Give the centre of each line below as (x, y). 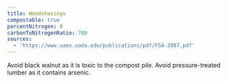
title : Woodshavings (37, 13)
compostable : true (33, 20)
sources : (20, 39)
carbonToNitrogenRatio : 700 (47, 33)
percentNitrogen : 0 (35, 26)
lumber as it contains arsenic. (49, 72)
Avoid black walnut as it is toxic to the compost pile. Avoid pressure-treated (114, 65)
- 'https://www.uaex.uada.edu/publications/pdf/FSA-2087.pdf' (104, 45)
